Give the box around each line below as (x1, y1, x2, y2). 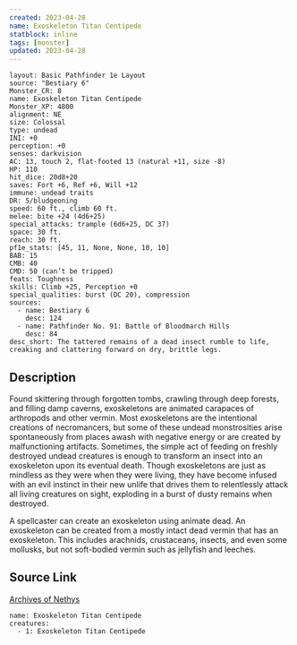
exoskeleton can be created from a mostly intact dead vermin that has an (9, 525, 279, 536)
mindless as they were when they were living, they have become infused (9, 469, 277, 480)
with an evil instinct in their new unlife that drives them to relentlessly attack (9, 478, 289, 489)
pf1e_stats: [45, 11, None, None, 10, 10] (9, 244, 170, 253)
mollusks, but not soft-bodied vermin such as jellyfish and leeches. (9, 544, 257, 555)
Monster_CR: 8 (9, 87, 63, 96)
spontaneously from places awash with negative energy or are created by (9, 431, 282, 442)
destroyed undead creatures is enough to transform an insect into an (9, 450, 263, 461)
